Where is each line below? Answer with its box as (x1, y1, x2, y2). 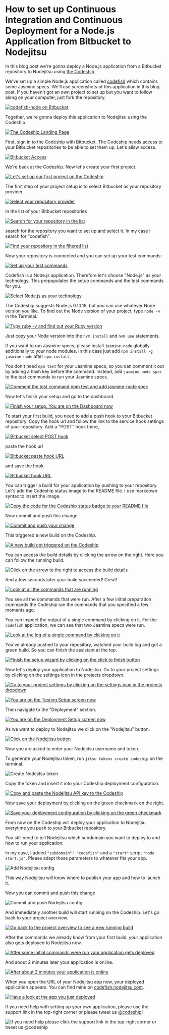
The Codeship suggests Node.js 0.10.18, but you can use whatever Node (5, 302, 155, 308)
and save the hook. (5, 463, 45, 469)
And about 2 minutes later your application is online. (5, 959, 114, 965)
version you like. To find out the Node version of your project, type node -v (5, 308, 160, 314)
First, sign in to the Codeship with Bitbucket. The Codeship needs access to (5, 139, 163, 145)
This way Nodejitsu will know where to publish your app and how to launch (5, 875, 160, 881)
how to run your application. (5, 840, 64, 846)
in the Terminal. (5, 313, 38, 319)
